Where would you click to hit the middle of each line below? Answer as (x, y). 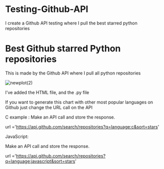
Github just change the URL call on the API (49, 107)
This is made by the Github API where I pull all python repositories (73, 73)
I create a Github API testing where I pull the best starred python (71, 23)
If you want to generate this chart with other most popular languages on (79, 102)
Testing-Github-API (47, 9)
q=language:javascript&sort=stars (40, 161)
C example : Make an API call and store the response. (60, 117)
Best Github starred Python (63, 49)
